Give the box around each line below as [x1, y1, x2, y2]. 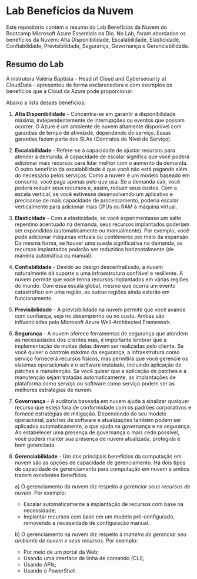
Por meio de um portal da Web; [23, 548, 99, 555]
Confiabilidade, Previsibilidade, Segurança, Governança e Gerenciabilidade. [6, 42, 189, 49]
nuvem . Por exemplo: [14, 489, 66, 496]
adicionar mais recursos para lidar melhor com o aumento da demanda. [14, 159, 188, 166]
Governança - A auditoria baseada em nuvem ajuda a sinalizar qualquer [14, 397, 190, 404]
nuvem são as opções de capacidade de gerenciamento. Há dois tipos [14, 459, 186, 466]
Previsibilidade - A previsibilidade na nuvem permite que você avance [14, 306, 186, 313]
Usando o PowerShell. [23, 567, 78, 574]
